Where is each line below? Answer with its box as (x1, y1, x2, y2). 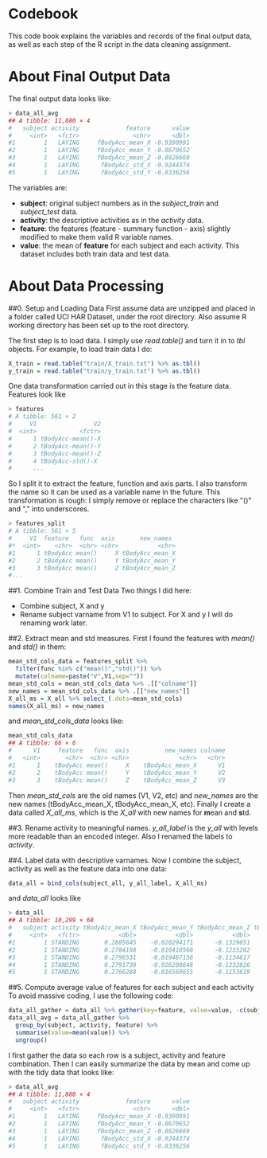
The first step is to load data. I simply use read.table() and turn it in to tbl (8, 335, 246, 345)
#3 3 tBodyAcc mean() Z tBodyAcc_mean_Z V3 (8, 776, 226, 784)
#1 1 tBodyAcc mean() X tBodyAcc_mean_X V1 (8, 761, 226, 769)
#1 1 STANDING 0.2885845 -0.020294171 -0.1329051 (8, 938, 250, 946)
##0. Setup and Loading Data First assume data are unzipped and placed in (8, 303, 256, 313)
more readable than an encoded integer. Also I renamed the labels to (8, 831, 233, 841)
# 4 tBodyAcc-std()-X (8, 457, 98, 465)
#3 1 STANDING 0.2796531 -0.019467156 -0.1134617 (8, 953, 250, 961)
